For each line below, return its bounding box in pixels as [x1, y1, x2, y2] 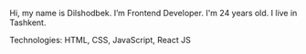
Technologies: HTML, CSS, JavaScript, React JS [9, 35, 192, 45]
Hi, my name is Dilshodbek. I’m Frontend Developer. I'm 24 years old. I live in [9, 8, 298, 18]
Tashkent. [9, 17, 47, 28]
